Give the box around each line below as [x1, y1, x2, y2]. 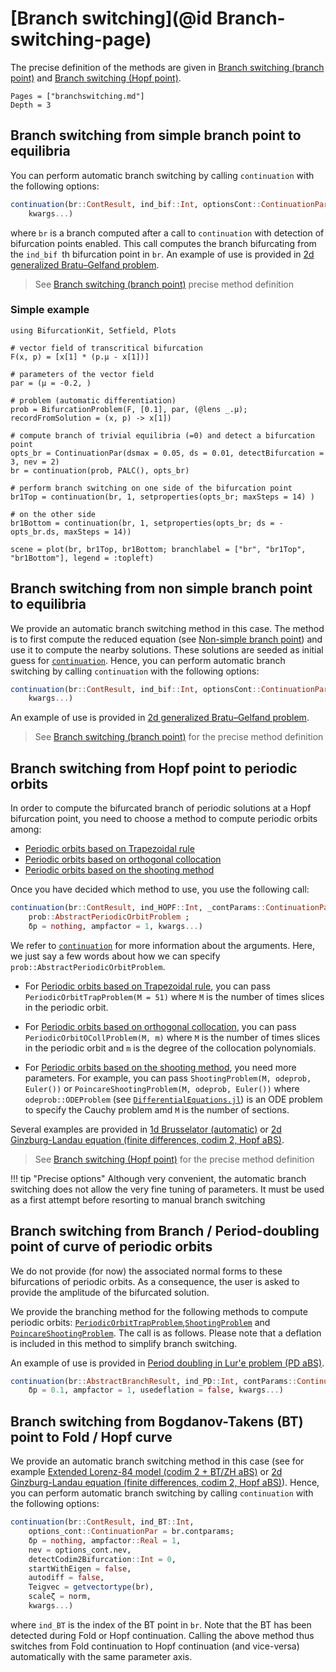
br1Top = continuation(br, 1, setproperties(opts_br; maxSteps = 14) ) [10, 492, 315, 502]
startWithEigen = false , [28, 1563, 132, 1574]
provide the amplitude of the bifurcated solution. [10, 1286, 210, 1298]
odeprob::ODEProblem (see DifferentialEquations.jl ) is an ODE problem [24, 1093, 323, 1105]
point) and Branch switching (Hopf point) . [10, 72, 182, 84]
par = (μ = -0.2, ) [10, 378, 92, 388]
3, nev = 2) [10, 457, 60, 467]
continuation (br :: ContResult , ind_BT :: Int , [10, 1517, 195, 1527]
